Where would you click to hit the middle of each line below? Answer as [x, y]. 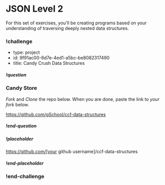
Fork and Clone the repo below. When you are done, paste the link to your [83, 99]
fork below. [17, 104]
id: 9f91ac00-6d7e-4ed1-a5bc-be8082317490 [61, 58]
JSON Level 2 [35, 9]
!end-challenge [25, 176]
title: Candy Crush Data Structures [49, 63]
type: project [26, 52]
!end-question [21, 126]
